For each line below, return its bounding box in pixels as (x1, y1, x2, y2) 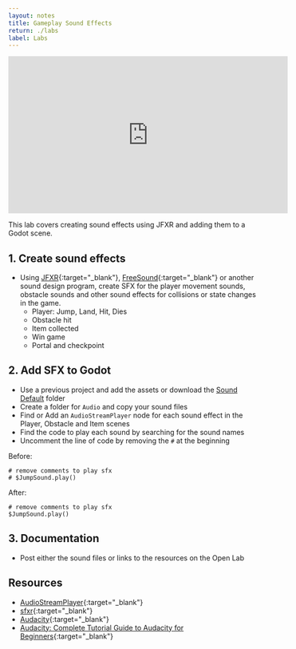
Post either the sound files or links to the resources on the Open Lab (19, 552, 245, 563)
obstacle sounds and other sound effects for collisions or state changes (19, 290, 257, 299)
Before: (8, 451, 33, 461)
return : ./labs (8, 26, 59, 34)
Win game (31, 332, 65, 342)
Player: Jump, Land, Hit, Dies (31, 307, 128, 316)
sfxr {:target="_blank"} (19, 606, 93, 615)
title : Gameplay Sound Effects (8, 19, 112, 27)
